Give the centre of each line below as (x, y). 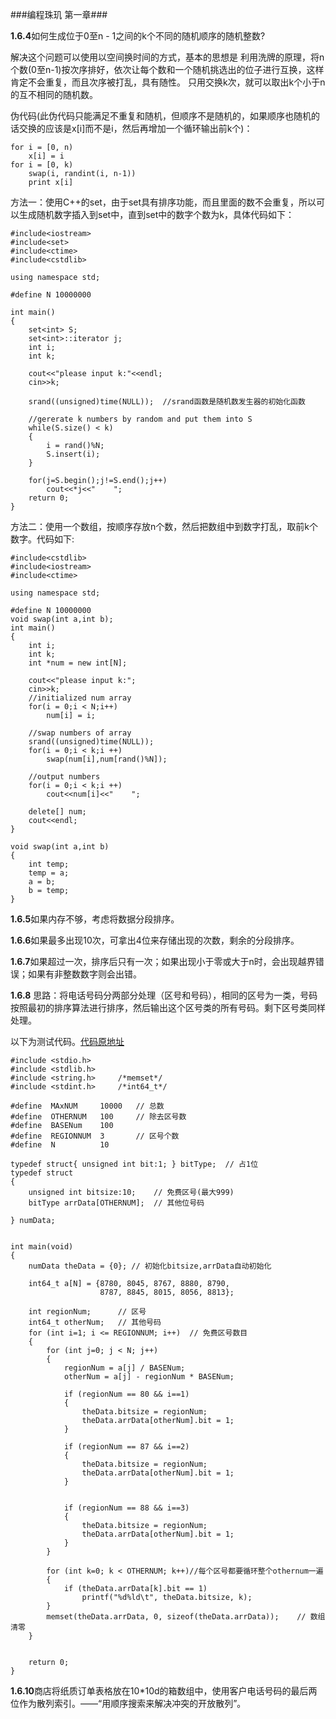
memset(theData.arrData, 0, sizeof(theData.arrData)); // (176, 1617)
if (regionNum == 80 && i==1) (126, 1394)
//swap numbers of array (80, 733)
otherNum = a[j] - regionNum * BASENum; (149, 1377)
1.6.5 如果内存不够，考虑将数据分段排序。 (95, 919)
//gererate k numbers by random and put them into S (140, 419)
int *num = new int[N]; (78, 663)
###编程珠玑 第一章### (59, 14)
